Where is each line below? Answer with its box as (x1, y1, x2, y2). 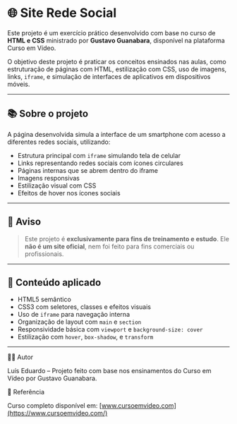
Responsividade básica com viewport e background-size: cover (17, 325, 203, 334)
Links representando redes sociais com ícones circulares (17, 159, 183, 167)
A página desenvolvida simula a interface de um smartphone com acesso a (7, 130, 226, 138)
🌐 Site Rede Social (7, 5, 117, 21)
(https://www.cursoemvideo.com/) (7, 409, 108, 418)
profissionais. (24, 249, 64, 258)
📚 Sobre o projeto (7, 108, 89, 120)
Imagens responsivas (17, 174, 80, 182)
